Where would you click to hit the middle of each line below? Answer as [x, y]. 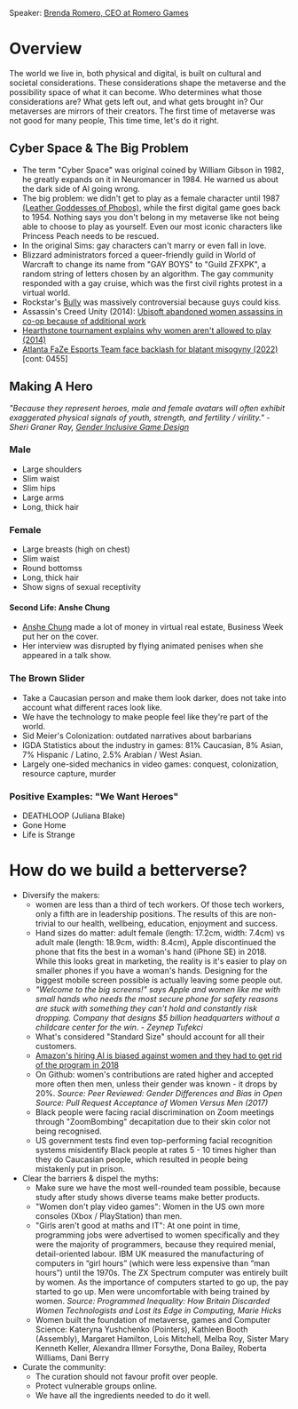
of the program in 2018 [77, 1064]
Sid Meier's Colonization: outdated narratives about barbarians [137, 736]
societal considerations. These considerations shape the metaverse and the [148, 83]
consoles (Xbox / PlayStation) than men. [109, 1215]
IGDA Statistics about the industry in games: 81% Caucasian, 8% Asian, [153, 744]
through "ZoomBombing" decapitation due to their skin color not [153, 1121]
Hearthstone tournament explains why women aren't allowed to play [147, 330]
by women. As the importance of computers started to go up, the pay [162, 1282]
